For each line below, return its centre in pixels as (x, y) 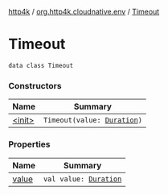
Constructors (35, 85)
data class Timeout (41, 65)
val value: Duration (82, 179)
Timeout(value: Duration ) (93, 120)
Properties (29, 144)
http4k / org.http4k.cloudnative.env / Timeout (84, 12)
